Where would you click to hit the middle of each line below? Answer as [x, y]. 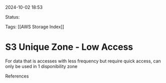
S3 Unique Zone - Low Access [69, 47]
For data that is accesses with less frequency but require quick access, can [83, 61]
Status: [13, 17]
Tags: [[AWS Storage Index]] [35, 27]
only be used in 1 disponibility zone [41, 66]
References [17, 76]
